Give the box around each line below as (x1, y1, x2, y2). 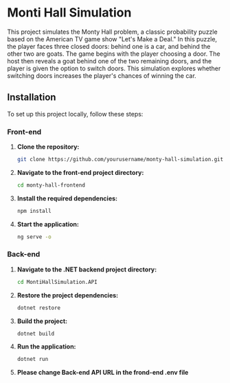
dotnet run (16, 356, 49, 363)
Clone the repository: (16, 143, 80, 151)
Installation (7, 92, 56, 103)
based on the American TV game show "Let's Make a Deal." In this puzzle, (7, 34, 218, 43)
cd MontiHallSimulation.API (16, 278, 97, 285)
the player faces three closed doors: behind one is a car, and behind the (7, 42, 211, 50)
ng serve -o (16, 233, 51, 240)
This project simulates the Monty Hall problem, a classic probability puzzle (7, 28, 218, 36)
